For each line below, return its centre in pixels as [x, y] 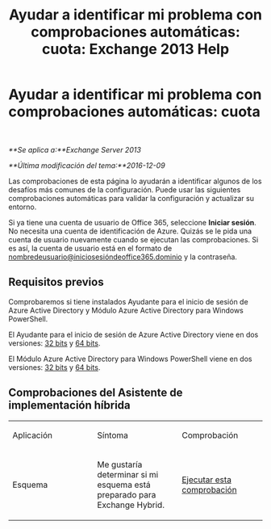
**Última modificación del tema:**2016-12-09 [87, 165]
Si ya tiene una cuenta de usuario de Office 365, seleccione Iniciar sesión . [132, 222]
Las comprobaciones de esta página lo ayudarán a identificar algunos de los [135, 181]
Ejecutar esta [207, 480]
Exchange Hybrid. [131, 505]
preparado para [127, 494]
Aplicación [32, 435]
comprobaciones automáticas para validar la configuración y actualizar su [131, 198]
